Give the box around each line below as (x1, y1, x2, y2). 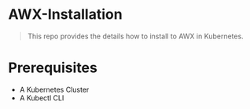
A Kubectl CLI (19, 93, 64, 103)
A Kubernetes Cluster (19, 85, 90, 94)
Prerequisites (8, 59, 98, 77)
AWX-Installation (8, 5, 123, 24)
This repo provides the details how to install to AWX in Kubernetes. (27, 31, 244, 41)
